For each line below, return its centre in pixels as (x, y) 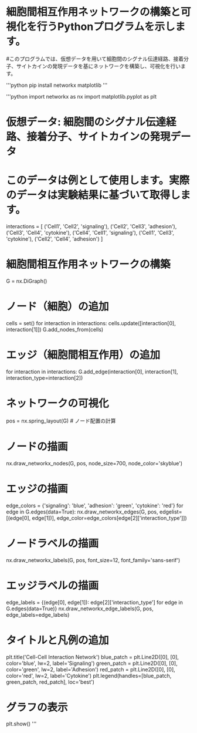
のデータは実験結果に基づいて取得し (93, 195)
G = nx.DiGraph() (27, 281)
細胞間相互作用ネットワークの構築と (94, 12)
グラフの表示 (37, 707)
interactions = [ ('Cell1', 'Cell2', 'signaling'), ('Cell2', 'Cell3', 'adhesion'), (91, 227)
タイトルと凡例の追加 (58, 640)
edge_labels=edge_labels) (38, 614)
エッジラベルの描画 (52, 585)
